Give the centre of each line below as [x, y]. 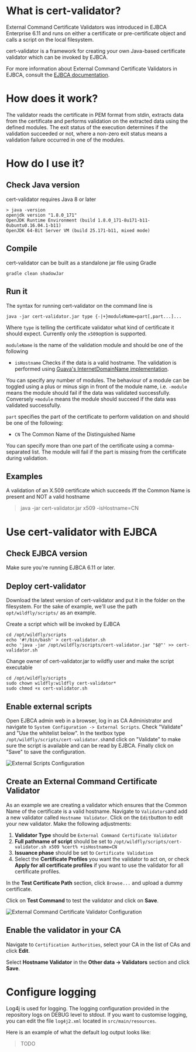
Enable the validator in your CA [64, 930]
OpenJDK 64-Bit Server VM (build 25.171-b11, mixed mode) [78, 230]
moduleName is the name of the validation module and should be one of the [94, 345]
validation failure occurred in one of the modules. [65, 140]
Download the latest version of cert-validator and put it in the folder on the [96, 600]
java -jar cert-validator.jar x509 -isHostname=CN [80, 508]
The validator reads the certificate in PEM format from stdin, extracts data [95, 115]
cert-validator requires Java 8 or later [51, 199]
